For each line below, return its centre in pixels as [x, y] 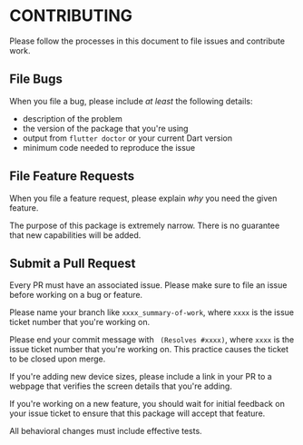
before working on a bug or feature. [76, 295]
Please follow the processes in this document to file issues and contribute [147, 41]
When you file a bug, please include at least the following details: [131, 101]
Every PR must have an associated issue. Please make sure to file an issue [148, 285]
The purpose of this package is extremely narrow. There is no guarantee [145, 225]
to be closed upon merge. [58, 359]
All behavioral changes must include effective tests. [106, 431]
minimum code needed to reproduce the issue [109, 147]
